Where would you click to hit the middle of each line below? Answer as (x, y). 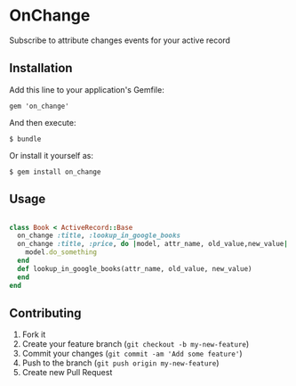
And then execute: (43, 122)
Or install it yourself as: (51, 155)
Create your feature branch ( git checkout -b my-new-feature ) (136, 344)
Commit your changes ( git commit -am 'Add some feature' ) (132, 354)
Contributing (45, 313)
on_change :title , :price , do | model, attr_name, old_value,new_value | (153, 244)
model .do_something (61, 252)
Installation (41, 68)
